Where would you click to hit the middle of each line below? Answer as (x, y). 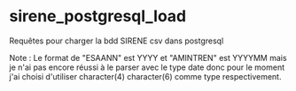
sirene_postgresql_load (98, 16)
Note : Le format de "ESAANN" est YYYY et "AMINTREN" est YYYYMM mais (148, 57)
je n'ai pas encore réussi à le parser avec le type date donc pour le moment (147, 67)
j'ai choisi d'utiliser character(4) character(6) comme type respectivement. (145, 76)
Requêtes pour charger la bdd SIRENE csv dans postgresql (117, 41)
